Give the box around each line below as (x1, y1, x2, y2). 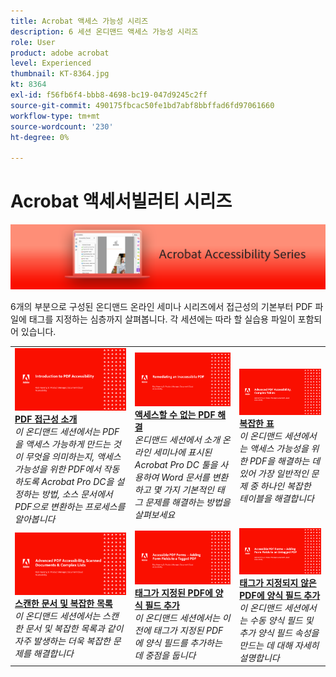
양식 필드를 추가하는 (144, 637, 223, 649)
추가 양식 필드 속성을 (239, 626, 320, 639)
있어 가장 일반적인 (239, 467, 309, 479)
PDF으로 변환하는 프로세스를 (14, 501, 126, 513)
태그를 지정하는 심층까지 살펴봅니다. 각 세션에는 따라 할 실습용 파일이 (28, 313, 296, 325)
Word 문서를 (161, 471, 210, 484)
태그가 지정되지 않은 (239, 576, 317, 589)
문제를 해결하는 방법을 (144, 496, 231, 509)
